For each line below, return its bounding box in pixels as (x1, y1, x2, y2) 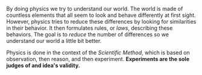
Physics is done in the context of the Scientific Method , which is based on (6, 49, 190, 56)
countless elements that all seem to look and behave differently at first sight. (6, 11, 196, 19)
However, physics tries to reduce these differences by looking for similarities (6, 18, 197, 25)
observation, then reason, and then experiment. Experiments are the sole (6, 56, 190, 62)
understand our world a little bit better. (6, 37, 102, 44)
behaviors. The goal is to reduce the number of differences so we (6, 31, 169, 38)
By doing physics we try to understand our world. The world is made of (6, 5, 183, 12)
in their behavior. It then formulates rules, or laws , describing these (6, 24, 173, 31)
